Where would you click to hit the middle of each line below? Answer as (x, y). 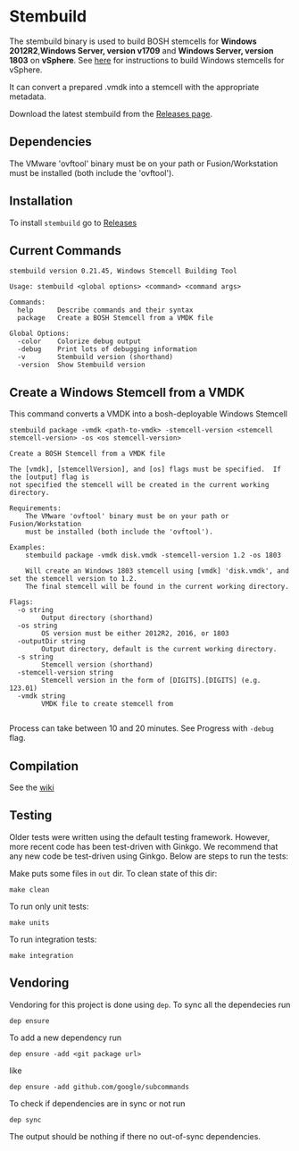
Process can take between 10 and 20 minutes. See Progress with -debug (141, 728)
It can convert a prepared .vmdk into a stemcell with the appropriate (134, 87)
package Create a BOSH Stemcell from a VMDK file (116, 318)
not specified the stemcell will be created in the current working (139, 485)
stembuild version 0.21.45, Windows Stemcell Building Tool (124, 271)
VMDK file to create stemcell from (108, 704)
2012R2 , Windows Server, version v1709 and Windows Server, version (141, 50)
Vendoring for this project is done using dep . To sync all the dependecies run (150, 1004)
